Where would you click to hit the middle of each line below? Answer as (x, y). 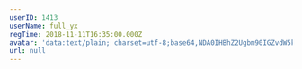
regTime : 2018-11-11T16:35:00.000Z (76, 34)
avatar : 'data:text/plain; (60, 43)
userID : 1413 (34, 17)
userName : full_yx (44, 26)
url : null (28, 51)
